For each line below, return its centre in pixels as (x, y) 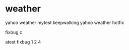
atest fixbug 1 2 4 (23, 42)
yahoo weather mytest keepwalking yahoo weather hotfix (65, 22)
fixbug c (14, 32)
